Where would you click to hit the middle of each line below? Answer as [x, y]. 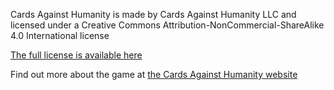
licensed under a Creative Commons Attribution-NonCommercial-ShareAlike [167, 25]
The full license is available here [76, 55]
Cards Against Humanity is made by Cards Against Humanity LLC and [153, 14]
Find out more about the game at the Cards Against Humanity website [154, 74]
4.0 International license [60, 35]
